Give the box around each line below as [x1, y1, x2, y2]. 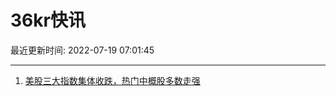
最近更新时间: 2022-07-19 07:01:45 [10, 44, 155, 56]
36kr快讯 [10, 9, 86, 32]
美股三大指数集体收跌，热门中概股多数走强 [24, 74, 201, 86]
